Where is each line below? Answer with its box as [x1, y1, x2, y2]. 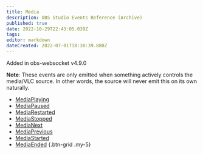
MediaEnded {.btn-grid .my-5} [15, 141, 91, 148]
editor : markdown [6, 37, 50, 43]
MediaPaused [15, 102, 50, 109]
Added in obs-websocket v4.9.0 [6, 59, 87, 67]
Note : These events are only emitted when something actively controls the [6, 71, 193, 78]
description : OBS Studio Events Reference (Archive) [6, 15, 143, 21]
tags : [6, 32, 20, 38]
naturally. [6, 84, 30, 91]
